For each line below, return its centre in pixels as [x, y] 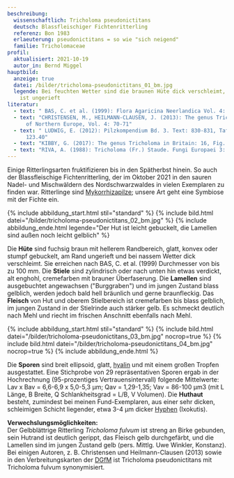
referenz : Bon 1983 [42, 33]
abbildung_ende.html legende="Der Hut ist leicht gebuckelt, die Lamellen [112, 228]
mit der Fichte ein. [33, 199]
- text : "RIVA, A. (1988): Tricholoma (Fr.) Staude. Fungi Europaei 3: [120, 150]
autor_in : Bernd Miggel [48, 66]
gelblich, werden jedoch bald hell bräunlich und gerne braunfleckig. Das [111, 293]
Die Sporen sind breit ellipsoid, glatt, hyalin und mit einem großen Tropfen [113, 365]
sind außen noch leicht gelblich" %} [58, 235]
